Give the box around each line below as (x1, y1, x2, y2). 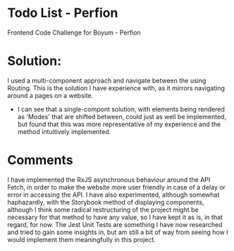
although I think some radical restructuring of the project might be (7, 205, 199, 214)
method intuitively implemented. (17, 127, 111, 135)
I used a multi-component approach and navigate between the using (7, 76, 207, 85)
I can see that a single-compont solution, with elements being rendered (17, 104, 226, 114)
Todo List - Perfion (7, 5, 118, 21)
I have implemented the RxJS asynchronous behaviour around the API (7, 175, 211, 184)
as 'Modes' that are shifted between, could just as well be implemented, (17, 112, 227, 121)
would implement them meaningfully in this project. (7, 235, 156, 244)
